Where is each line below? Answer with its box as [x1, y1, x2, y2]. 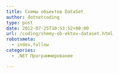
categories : [6, 47, 36, 53]
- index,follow [11, 42, 49, 48]
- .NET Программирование [11, 53, 73, 59]
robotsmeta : [6, 36, 36, 42]
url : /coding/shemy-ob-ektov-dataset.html [6, 31, 113, 37]
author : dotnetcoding [6, 14, 60, 20]
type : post [6, 20, 33, 26]
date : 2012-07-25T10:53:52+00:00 [6, 25, 89, 31]
